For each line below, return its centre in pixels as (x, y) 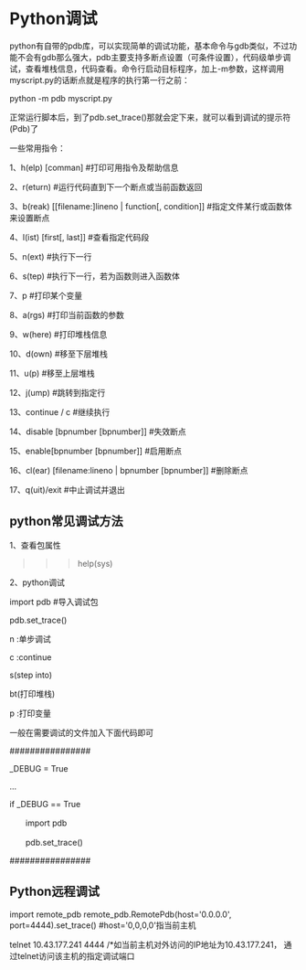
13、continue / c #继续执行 (60, 411)
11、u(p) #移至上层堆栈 (53, 373)
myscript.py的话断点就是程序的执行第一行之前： (100, 80)
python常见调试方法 (66, 522)
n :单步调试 (31, 639)
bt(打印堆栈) (32, 693)
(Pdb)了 (24, 128)
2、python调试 (37, 582)
